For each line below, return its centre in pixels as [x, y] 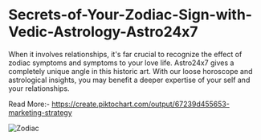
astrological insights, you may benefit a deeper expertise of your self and [129, 80]
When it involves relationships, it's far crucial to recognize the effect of [125, 54]
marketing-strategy [40, 112]
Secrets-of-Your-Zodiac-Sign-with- [130, 15]
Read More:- [29, 104]
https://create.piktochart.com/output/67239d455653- [141, 104]
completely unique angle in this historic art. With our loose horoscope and [130, 71]
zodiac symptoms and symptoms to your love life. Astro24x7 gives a [121, 63]
